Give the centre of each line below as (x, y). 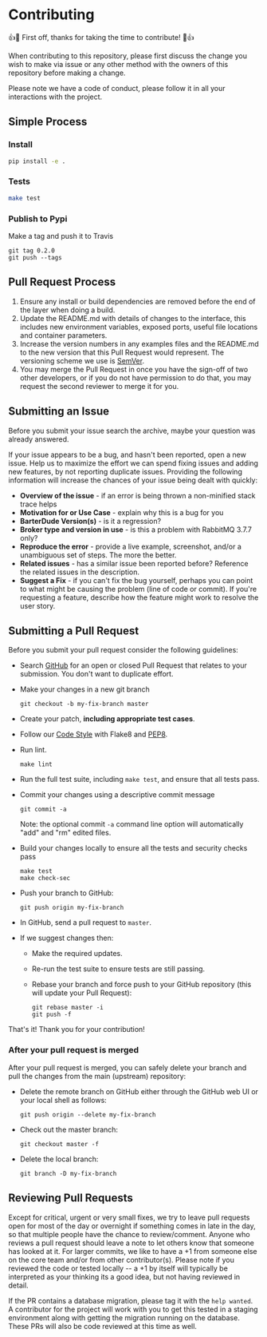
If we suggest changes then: (67, 938)
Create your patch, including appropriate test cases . (107, 719)
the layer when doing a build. (67, 310)
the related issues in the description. (79, 572)
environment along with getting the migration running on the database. (124, 1317)
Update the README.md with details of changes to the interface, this (133, 318)
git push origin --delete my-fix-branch (88, 1115)
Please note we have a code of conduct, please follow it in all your (117, 88)
